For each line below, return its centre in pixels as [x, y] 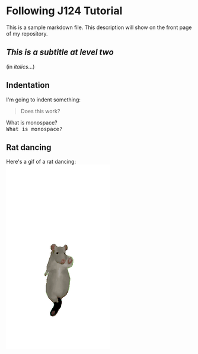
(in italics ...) [20, 66]
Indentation [28, 85]
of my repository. [27, 33]
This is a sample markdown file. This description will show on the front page [99, 27]
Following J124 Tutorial [64, 11]
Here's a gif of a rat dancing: [41, 162]
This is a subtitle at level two [60, 52]
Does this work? [40, 111]
